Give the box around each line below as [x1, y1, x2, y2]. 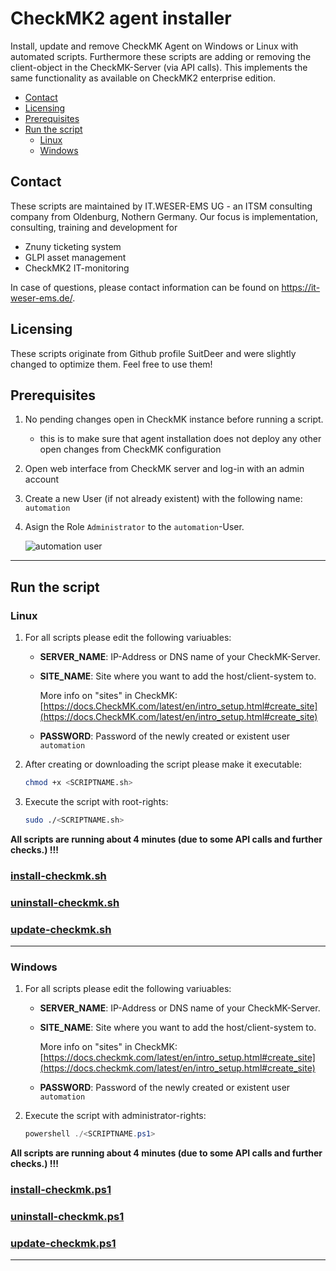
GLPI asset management [24, 251, 127, 263]
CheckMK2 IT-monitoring [24, 262, 130, 274]
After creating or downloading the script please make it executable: [24, 758, 303, 771]
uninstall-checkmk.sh [10, 895, 120, 909]
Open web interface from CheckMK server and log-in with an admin [24, 463, 305, 475]
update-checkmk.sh [10, 922, 112, 936]
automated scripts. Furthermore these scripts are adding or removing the [10, 50, 312, 62]
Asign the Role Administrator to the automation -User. [24, 521, 245, 533]
